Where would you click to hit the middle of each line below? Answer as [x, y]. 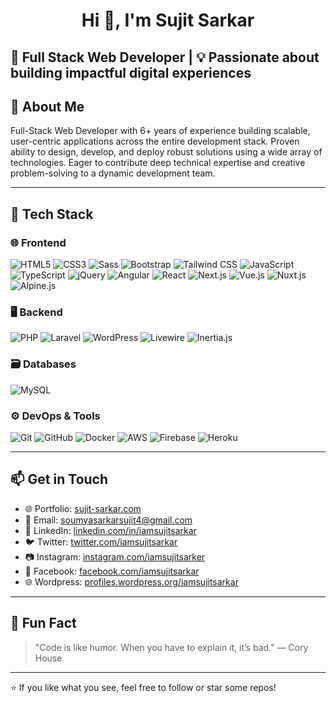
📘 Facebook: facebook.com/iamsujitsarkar [112, 571]
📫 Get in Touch [59, 479]
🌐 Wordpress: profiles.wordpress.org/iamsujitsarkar [131, 581]
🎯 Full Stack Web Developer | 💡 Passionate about [165, 57]
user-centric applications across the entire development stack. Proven [155, 141]
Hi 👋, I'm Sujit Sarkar [168, 20]
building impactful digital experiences [131, 72]
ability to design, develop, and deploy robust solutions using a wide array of [166, 152]
